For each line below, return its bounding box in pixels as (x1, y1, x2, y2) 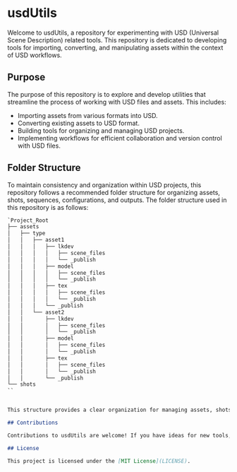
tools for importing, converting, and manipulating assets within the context (7, 43, 224, 52)
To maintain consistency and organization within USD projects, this (7, 180, 202, 189)
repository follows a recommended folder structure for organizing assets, (7, 188, 221, 196)
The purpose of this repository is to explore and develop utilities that (7, 90, 206, 98)
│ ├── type (7, 230, 46, 237)
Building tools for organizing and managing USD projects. (17, 126, 185, 135)
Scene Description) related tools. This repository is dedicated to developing (7, 35, 227, 44)
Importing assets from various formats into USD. (17, 111, 158, 119)
